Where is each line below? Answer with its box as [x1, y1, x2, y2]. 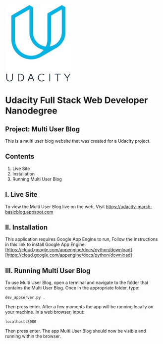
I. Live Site [5, 190, 38, 199]
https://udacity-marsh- [106, 203, 153, 210]
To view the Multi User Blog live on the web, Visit [5, 203, 105, 210]
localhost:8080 [5, 319, 37, 324]
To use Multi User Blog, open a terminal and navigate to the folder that [5, 280, 149, 286]
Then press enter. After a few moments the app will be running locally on [5, 304, 154, 310]
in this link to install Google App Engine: [5, 241, 86, 247]
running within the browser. [5, 333, 61, 339]
